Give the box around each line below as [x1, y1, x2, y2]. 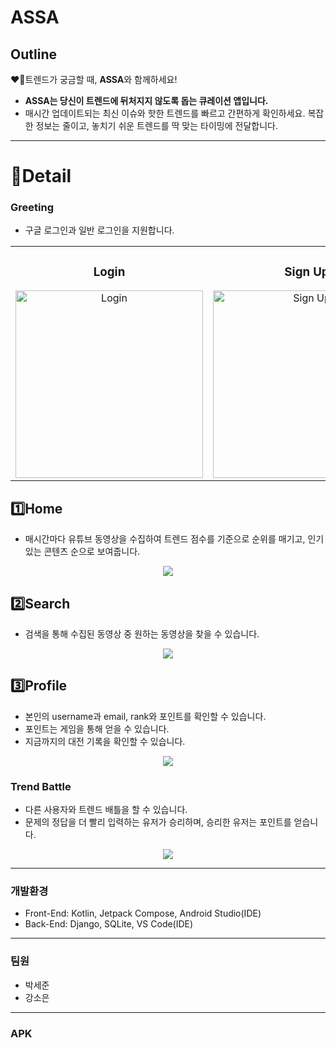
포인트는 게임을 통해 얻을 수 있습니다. [24, 722, 170, 735]
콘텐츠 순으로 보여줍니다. [43, 546, 141, 558]
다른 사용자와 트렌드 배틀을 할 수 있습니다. [24, 804, 188, 816]
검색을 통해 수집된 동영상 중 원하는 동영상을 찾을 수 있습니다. [24, 628, 260, 640]
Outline [10, 46, 57, 63]
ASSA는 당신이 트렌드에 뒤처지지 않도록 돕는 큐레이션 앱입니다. [24, 95, 269, 106]
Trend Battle [10, 779, 72, 793]
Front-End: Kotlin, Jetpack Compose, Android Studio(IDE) [24, 907, 262, 920]
